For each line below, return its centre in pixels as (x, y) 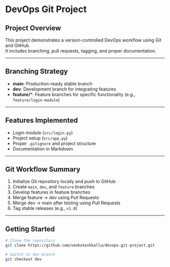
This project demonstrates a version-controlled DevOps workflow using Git (83, 40)
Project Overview (33, 28)
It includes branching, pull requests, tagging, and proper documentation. (81, 51)
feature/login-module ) (36, 100)
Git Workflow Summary (43, 170)
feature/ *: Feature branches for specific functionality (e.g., (74, 94)
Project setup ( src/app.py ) (40, 138)
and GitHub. (18, 46)
